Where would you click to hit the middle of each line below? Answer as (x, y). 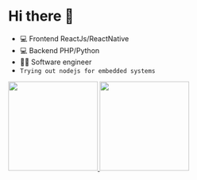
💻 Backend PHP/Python (60, 50)
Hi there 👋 (41, 16)
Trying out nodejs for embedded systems (87, 71)
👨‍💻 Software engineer (56, 62)
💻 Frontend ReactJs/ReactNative (74, 38)
